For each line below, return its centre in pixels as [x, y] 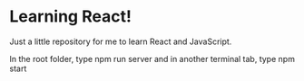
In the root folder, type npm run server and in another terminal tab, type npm [152, 58]
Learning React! [70, 17]
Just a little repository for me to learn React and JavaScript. [121, 41]
